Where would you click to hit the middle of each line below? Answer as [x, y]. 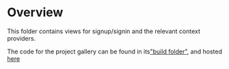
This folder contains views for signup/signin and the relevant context [104, 31]
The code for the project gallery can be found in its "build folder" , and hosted [114, 51]
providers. [22, 38]
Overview [35, 13]
